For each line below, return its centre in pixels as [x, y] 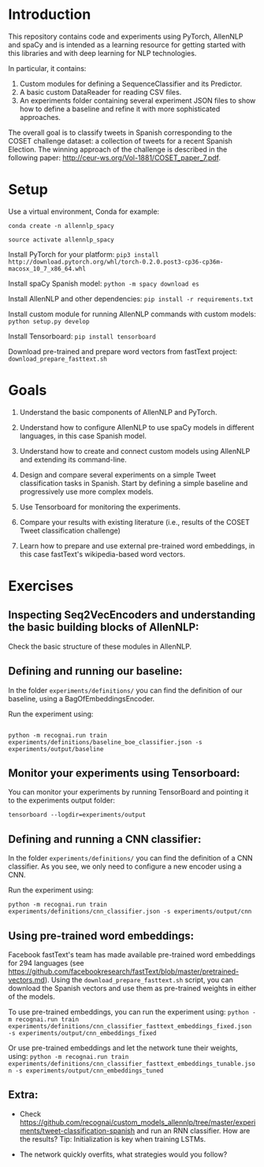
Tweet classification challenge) [70, 530]
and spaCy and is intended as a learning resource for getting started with [127, 44]
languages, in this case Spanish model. [83, 436]
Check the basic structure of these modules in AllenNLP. [100, 646]
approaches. [40, 117]
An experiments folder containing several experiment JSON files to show [138, 100]
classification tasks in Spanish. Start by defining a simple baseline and [134, 483]
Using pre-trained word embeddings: [101, 935]
